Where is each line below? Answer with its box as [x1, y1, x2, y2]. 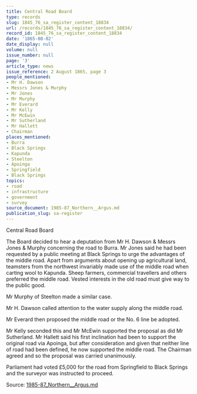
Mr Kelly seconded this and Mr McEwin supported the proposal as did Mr [6, 327, 183, 334]
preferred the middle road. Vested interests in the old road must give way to [6, 275, 190, 282]
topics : [6, 178, 25, 184]
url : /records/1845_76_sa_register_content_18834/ [6, 25, 133, 31]
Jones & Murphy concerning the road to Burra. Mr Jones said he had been [6, 244, 186, 251]
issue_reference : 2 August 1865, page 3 [6, 69, 107, 75]
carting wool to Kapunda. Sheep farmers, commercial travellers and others [6, 270, 187, 276]
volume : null [6, 47, 38, 53]
